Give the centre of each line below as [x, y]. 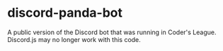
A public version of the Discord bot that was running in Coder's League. [112, 32]
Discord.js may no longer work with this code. [74, 39]
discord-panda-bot [65, 13]
